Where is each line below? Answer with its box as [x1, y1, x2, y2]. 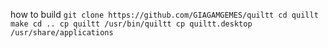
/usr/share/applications [10, 28, 114, 38]
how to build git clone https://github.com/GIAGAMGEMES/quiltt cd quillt [10, 9, 319, 20]
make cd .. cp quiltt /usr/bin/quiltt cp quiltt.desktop [10, 19, 253, 29]
